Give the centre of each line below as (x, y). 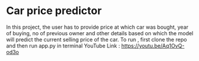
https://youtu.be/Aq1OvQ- (153, 46)
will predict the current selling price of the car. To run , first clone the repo (97, 39)
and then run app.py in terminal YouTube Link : (63, 46)
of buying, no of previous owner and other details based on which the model (100, 33)
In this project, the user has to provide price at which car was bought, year (97, 27)
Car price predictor (54, 11)
